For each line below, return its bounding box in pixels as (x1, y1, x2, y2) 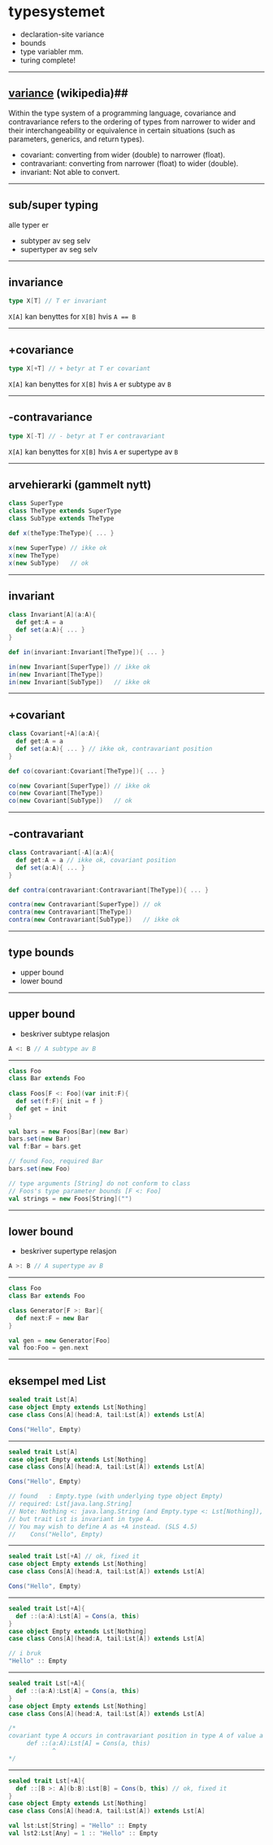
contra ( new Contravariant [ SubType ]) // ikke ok (8, 916, 180, 924)
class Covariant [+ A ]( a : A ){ (8, 730, 100, 738)
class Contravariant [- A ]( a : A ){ (8, 848, 115, 857)
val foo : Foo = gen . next (8, 1344, 89, 1352)
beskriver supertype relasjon (19, 1246, 117, 1256)
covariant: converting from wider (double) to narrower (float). (19, 150, 226, 159)
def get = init (15, 1105, 67, 1113)
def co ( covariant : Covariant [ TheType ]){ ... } (8, 767, 165, 775)
